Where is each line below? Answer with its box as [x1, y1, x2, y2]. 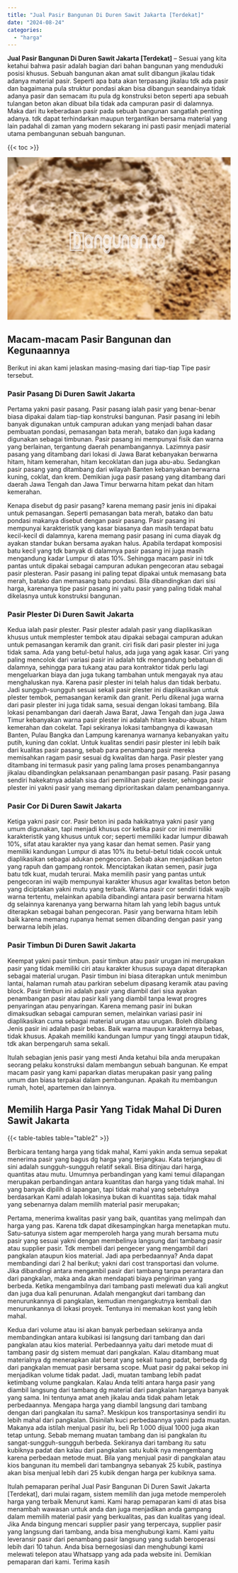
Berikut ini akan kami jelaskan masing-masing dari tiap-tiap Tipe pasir [7, 363, 211, 372]
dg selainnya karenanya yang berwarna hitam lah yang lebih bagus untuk [7, 900, 221, 908]
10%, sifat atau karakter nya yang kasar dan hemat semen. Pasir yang [7, 840, 211, 848]
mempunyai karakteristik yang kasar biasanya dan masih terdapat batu [7, 524, 214, 532]
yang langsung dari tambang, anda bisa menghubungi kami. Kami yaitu [7, 1527, 215, 1535]
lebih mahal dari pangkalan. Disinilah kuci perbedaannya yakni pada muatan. [7, 1416, 231, 1424]
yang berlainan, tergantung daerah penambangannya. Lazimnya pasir [7, 442, 210, 451]
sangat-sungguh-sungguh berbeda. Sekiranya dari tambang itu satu [7, 1438, 207, 1447]
